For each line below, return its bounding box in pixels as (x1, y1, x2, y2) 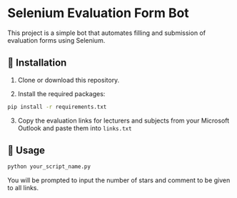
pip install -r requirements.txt (7, 103, 107, 110)
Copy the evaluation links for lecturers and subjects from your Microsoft (17, 116, 230, 125)
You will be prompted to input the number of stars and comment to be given (7, 176, 231, 184)
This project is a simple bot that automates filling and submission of (7, 28, 206, 37)
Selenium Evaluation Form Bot (7, 5, 189, 21)
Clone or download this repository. (17, 75, 120, 84)
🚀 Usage (7, 145, 45, 157)
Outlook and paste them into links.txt (17, 123, 132, 132)
